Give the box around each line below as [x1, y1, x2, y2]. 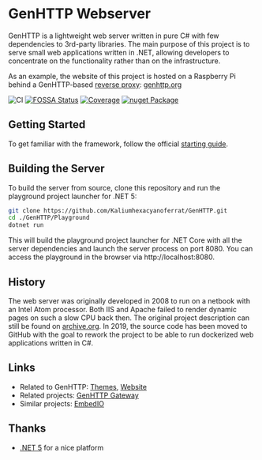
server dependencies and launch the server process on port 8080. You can [8, 244, 253, 254]
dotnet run [8, 221, 44, 229]
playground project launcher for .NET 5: [8, 191, 137, 201]
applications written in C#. [8, 338, 94, 348]
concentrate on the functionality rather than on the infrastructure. [8, 56, 221, 66]
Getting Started [8, 118, 86, 131]
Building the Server [8, 162, 105, 175]
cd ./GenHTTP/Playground [8, 214, 90, 222]
